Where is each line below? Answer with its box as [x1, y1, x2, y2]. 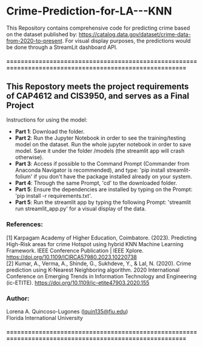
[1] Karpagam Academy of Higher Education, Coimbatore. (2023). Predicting [6, 234, 197, 241]
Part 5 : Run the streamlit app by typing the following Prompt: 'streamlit [15, 198, 191, 206]
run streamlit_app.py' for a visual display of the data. [15, 205, 147, 212]
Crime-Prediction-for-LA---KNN [6, 4, 173, 18]
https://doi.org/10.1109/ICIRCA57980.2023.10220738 [6, 253, 138, 261]
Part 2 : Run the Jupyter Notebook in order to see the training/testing [15, 134, 186, 142]
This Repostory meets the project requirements [6, 81, 189, 91]
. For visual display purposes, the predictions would [62, 37, 191, 44]
